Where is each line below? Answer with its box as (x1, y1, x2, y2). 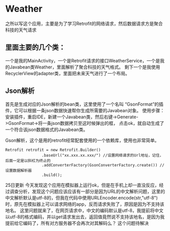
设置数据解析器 (5, 168, 32, 173)
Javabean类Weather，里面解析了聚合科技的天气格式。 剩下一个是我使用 (9, 64, 160, 70)
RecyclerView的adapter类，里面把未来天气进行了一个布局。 (5, 70, 130, 76)
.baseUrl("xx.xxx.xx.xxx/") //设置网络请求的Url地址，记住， (41, 153, 164, 158)
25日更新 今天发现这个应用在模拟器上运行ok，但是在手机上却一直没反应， (5, 182, 159, 188)
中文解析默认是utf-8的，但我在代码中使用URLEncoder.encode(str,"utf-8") (5, 194, 158, 201)
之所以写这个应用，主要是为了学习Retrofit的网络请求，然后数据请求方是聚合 (5, 20, 163, 26)
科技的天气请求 (5, 26, 37, 33)
